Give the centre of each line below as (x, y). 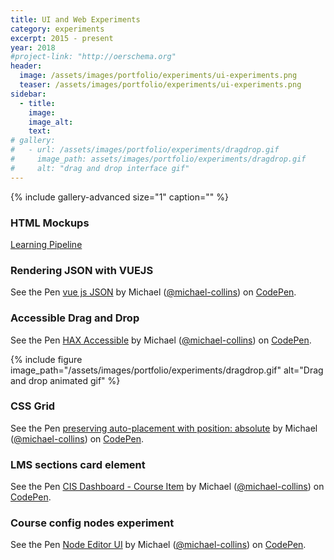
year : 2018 (33, 47)
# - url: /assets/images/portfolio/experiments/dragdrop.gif (145, 150)
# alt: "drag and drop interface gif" (100, 168)
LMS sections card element (78, 464)
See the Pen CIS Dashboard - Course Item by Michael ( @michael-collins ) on (167, 487)
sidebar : (28, 94)
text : (40, 131)
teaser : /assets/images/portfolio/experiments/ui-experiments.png (160, 85)
